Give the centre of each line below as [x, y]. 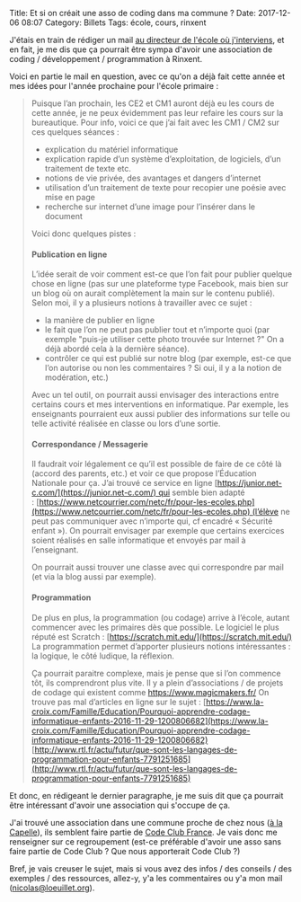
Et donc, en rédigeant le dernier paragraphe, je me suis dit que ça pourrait [146, 795]
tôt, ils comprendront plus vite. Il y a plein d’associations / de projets [157, 683]
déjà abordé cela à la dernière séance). [117, 349]
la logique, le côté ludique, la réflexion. [103, 656]
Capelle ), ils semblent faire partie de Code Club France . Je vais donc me [143, 832]
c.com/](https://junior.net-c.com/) [94, 492]
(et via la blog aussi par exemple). [94, 577]
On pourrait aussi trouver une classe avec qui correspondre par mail [158, 567]
